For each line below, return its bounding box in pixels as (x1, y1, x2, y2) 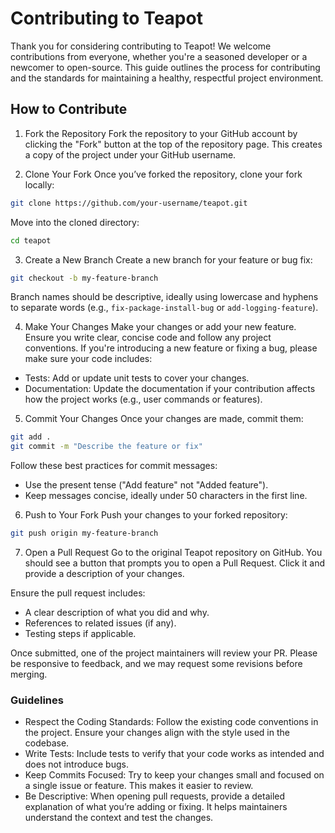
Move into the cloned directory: (10, 216, 140, 228)
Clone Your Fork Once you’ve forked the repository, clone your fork (24, 168, 303, 180)
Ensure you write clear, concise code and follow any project (24, 332, 272, 344)
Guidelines (10, 693, 64, 707)
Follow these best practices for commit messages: (10, 460, 218, 472)
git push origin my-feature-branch (10, 528, 159, 539)
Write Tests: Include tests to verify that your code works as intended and (24, 748, 325, 760)
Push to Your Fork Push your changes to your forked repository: (24, 509, 288, 521)
